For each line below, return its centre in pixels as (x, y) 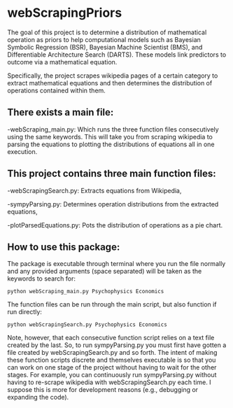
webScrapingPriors (65, 13)
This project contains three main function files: (112, 174)
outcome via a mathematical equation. (62, 62)
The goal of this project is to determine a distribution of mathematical (107, 32)
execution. (22, 151)
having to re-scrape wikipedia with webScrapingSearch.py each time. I (109, 382)
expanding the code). (38, 398)
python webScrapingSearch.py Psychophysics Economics (87, 325)
